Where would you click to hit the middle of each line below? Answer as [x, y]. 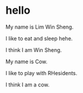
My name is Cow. [27, 61]
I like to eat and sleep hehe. [39, 38]
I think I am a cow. [28, 85]
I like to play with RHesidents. [41, 73]
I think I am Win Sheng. [34, 50]
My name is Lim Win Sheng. [39, 27]
